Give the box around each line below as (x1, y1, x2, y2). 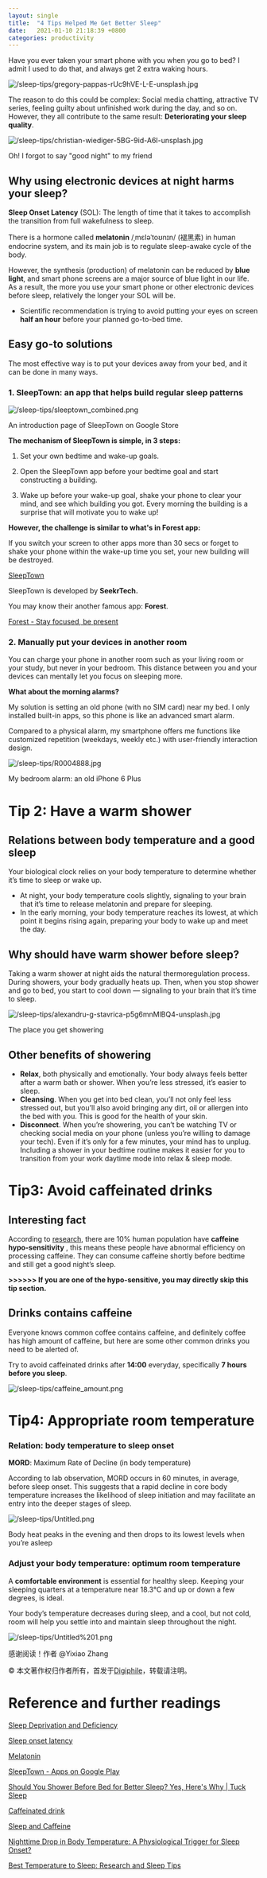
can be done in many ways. (8, 367, 99, 376)
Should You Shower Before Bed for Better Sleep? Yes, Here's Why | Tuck (8, 1782, 246, 1791)
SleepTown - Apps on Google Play (8, 1767, 121, 1776)
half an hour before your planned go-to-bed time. (19, 315, 184, 325)
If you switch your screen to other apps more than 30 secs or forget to (8, 539, 239, 548)
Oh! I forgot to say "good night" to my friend (8, 151, 153, 161)
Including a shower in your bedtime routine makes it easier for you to (19, 1145, 246, 1155)
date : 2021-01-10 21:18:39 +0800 (8, 26, 126, 34)
